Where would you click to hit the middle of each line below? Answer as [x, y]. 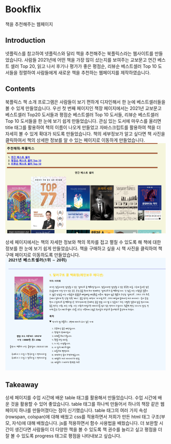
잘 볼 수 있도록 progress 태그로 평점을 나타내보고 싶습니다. [63, 436]
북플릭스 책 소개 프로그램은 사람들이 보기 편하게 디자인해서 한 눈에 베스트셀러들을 [85, 102]
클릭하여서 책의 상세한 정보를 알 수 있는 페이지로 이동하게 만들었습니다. [75, 140]
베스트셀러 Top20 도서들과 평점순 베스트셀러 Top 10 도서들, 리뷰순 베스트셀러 [82, 114]
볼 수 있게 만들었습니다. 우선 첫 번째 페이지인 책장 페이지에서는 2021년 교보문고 [83, 108]
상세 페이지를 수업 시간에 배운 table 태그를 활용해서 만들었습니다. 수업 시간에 [81, 398]
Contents [20, 89]
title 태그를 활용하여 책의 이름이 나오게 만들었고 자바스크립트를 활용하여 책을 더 [83, 127]
